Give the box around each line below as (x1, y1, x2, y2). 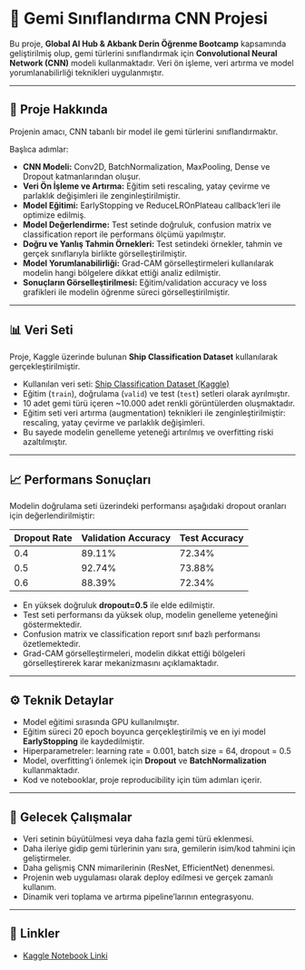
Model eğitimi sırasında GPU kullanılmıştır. (22, 717, 180, 728)
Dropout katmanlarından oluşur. (22, 171, 141, 181)
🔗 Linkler (9, 926, 61, 942)
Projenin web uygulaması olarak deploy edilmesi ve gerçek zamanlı (22, 872, 274, 883)
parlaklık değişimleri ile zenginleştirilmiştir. (22, 190, 181, 201)
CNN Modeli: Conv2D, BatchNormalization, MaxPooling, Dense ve (22, 161, 271, 171)
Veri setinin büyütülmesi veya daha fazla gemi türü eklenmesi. (22, 834, 254, 844)
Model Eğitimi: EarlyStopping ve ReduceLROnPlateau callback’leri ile (22, 200, 281, 211)
